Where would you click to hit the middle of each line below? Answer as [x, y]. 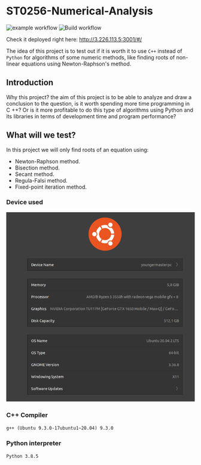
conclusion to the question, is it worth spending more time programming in [98, 103]
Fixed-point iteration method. [51, 187]
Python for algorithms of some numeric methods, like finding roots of [91, 57]
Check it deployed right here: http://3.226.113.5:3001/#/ [74, 39]
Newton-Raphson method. [48, 161]
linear [13, 64]
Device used [25, 202]
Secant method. [35, 174]
